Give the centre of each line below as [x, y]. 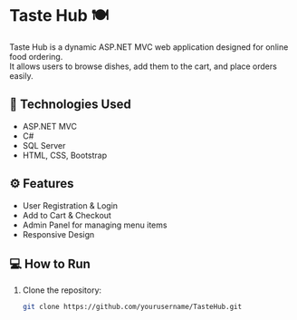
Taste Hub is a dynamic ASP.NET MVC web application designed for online [149, 47]
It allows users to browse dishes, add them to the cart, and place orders [144, 66]
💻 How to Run [50, 263]
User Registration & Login [70, 205]
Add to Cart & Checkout [67, 215]
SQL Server [44, 145]
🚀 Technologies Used [70, 105]
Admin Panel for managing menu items [95, 225]
